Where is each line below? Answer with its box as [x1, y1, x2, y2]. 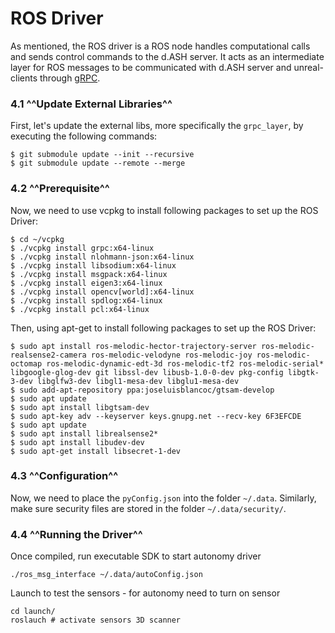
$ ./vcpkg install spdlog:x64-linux [10, 295, 163, 306]
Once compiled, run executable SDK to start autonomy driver [10, 550, 262, 562]
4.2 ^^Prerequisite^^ [10, 182, 110, 196]
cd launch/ [10, 607, 56, 617]
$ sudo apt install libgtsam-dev [10, 402, 150, 412]
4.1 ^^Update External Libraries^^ [10, 97, 173, 111]
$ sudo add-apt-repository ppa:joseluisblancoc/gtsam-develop [10, 385, 275, 395]
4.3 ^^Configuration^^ [10, 469, 119, 483]
